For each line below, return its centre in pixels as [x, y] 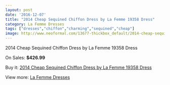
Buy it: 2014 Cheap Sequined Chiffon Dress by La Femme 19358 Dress [78, 67]
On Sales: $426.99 [25, 58]
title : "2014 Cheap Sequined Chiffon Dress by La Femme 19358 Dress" [80, 19]
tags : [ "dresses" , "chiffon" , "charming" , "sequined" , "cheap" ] [70, 29]
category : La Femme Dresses [35, 24]
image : [12, 33]
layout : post [19, 10]
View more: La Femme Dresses [38, 77]
